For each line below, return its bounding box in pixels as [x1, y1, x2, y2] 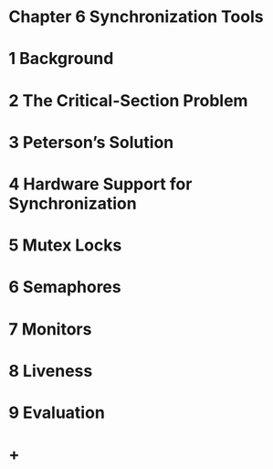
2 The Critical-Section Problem [8, 90, 248, 111]
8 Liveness [8, 360, 93, 381]
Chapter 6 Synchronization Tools [8, 6, 264, 27]
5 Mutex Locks [8, 235, 122, 256]
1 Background [8, 48, 114, 69]
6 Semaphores [8, 277, 121, 298]
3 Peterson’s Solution [8, 132, 174, 153]
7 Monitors [8, 318, 92, 339]
